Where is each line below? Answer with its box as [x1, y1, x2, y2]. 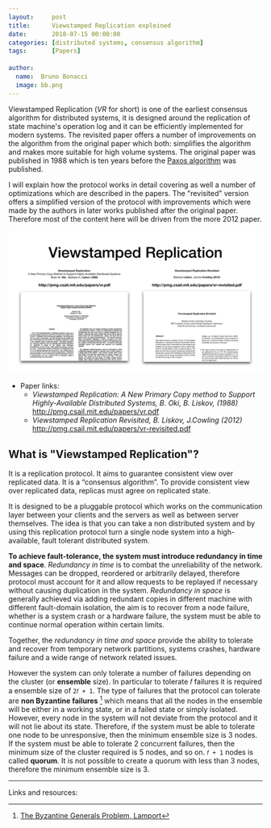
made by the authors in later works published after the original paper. [8, 206, 238, 215]
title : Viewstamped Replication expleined [8, 21, 172, 30]
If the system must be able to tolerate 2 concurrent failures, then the [8, 739, 236, 748]
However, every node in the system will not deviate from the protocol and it [8, 713, 258, 722]
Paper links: [19, 381, 60, 391]
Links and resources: [8, 787, 78, 797]
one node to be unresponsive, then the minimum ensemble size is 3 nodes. [8, 730, 258, 739]
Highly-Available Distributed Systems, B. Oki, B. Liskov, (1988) [31, 398, 239, 408]
